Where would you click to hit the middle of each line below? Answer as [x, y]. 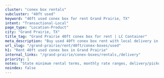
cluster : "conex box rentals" [36, 9]
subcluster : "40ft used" [30, 14]
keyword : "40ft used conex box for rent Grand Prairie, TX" [68, 18]
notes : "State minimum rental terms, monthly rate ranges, [66, 63]
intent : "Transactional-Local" [37, 23]
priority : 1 [17, 59]
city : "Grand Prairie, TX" [32, 32]
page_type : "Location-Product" [37, 28]
